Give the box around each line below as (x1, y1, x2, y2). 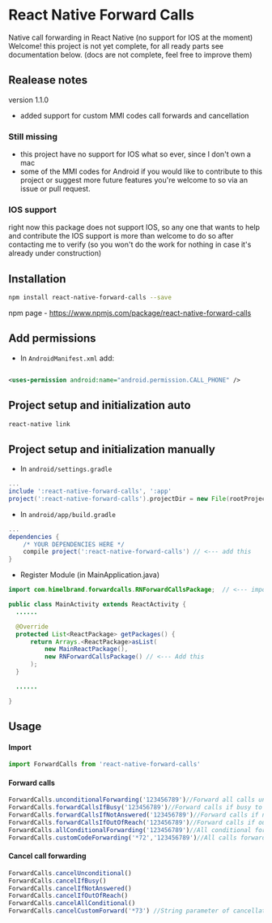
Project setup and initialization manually (8, 442, 216, 456)
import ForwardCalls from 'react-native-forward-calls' (8, 761, 201, 769)
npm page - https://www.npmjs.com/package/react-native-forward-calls (8, 308, 252, 318)
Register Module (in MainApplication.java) (19, 570, 160, 580)
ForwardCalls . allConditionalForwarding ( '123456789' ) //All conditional (8, 826, 252, 834)
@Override (15, 623, 49, 631)
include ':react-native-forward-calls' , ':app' (8, 487, 172, 496)
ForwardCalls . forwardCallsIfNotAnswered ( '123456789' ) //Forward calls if (8, 811, 259, 819)
